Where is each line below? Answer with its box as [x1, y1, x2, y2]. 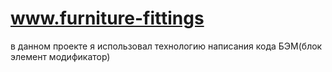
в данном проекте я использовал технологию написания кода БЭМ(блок [10, 40, 323, 52]
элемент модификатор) [10, 50, 111, 62]
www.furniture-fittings [10, 7, 205, 30]
